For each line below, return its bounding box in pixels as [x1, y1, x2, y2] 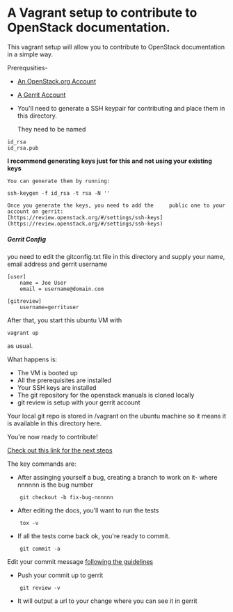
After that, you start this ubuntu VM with [7, 315, 122, 324]
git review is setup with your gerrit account [17, 398, 140, 407]
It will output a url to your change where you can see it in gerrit [17, 597, 198, 605]
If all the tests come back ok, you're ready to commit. [17, 531, 170, 540]
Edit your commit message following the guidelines [7, 557, 154, 565]
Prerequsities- [7, 63, 48, 72]
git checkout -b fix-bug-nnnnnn [19, 494, 113, 501]
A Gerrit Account [17, 91, 66, 99]
